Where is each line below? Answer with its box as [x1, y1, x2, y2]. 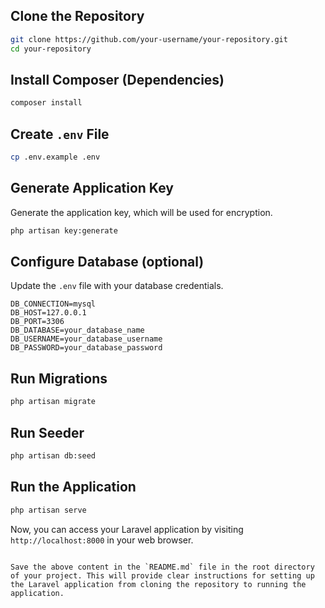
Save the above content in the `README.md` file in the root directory [10, 562, 315, 572]
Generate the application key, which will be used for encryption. [10, 206, 273, 218]
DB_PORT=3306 [10, 317, 65, 327]
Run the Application [10, 479, 137, 496]
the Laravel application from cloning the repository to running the [10, 579, 307, 589]
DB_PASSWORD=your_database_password [10, 343, 163, 353]
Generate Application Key [10, 180, 174, 197]
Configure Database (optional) [10, 254, 205, 271]
